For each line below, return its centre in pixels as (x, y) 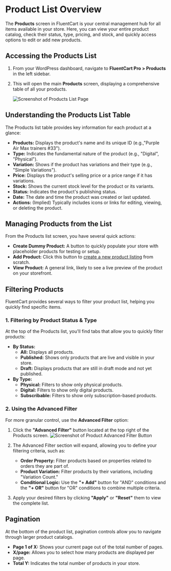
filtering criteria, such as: (39, 450)
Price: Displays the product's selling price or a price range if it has (82, 175)
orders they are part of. (45, 466)
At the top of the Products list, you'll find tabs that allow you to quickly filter (84, 331)
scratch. (21, 262)
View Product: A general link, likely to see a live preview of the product (88, 268)
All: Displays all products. (47, 352)
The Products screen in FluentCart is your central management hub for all (83, 24)
